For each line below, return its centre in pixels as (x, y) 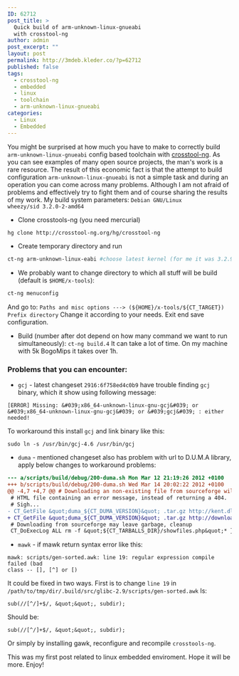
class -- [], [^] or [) (43, 570)
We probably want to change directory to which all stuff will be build (117, 273)
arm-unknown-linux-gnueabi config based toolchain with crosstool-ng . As (114, 154)
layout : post (27, 54)
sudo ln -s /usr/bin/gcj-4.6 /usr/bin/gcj (71, 444)
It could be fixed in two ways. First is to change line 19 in (92, 583)
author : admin (28, 41)
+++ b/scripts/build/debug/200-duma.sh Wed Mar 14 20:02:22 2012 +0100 (116, 485)
